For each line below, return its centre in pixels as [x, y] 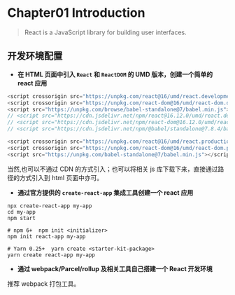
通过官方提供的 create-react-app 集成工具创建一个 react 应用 [105, 192]
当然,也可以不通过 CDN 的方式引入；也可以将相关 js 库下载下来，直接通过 [113, 169]
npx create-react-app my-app [50, 206]
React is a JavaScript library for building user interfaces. [105, 32]
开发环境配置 [35, 56]
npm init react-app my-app [47, 236]
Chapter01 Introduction [76, 13]
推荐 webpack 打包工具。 [44, 283]
